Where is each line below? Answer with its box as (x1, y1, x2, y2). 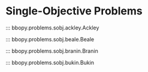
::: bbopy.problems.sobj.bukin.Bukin (5, 59, 94, 66)
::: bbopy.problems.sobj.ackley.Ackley (5, 24, 99, 31)
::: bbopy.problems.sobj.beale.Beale (5, 35, 94, 43)
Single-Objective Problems (5, 4, 143, 18)
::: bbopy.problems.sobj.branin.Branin (5, 47, 98, 55)
